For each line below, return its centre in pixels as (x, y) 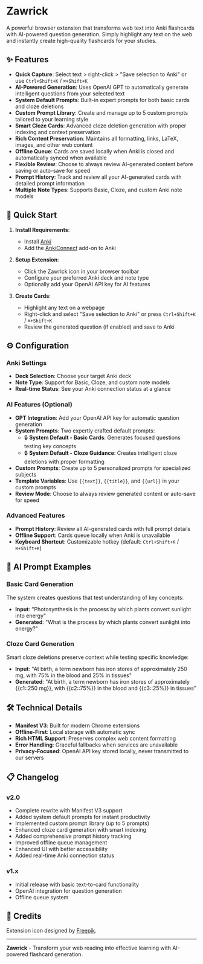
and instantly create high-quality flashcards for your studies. (82, 40)
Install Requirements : (42, 230)
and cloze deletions (39, 106)
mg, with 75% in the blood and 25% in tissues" (73, 675)
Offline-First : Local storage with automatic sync (75, 731)
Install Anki (38, 241)
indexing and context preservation (58, 132)
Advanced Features (36, 516)
